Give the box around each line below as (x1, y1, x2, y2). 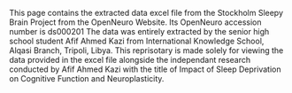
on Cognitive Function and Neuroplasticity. (9, 74, 165, 83)
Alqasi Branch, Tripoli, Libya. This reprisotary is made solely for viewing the (9, 45, 284, 56)
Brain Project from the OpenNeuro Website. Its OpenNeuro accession (9, 17, 263, 27)
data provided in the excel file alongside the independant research (9, 55, 251, 65)
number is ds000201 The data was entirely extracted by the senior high (9, 27, 270, 36)
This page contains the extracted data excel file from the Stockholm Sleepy (9, 8, 284, 18)
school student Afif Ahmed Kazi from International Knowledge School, (9, 35, 265, 46)
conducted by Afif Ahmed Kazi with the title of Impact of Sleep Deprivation (9, 64, 281, 74)
